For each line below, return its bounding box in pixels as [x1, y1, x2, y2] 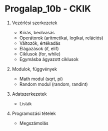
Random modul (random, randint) [19, 81, 88, 87]
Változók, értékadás [19, 40, 60, 46]
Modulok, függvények [11, 66, 57, 72]
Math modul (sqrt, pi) [19, 76, 63, 82]
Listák [19, 100, 32, 106]
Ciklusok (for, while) [19, 51, 61, 57]
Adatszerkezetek [11, 91, 47, 97]
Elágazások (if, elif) [19, 45, 59, 51]
